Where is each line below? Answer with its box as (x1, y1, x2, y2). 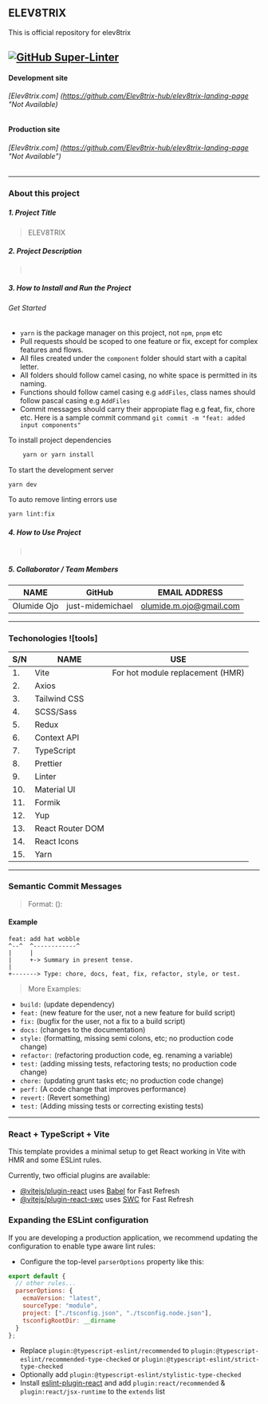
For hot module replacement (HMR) (112, 666, 245, 678)
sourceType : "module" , (22, 1302, 98, 1310)
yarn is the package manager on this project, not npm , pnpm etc (19, 327, 223, 338)
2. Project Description (8, 246, 82, 255)
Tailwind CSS (34, 693, 85, 704)
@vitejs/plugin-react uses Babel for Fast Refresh (19, 1186, 180, 1196)
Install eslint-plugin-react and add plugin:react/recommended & (19, 1378, 226, 1388)
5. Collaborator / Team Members (8, 564, 119, 574)
